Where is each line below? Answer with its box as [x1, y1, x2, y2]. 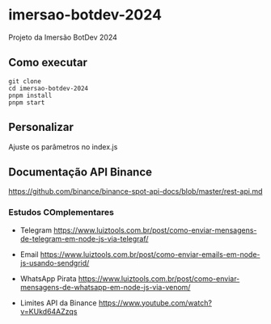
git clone [8, 77, 42, 86]
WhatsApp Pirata [19, 273, 77, 284]
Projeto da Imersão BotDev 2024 [8, 32, 117, 42]
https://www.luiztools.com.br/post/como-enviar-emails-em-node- [40, 249, 260, 259]
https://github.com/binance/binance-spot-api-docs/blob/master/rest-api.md [8, 187, 263, 196]
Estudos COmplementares [8, 207, 115, 218]
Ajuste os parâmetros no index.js [8, 141, 118, 151]
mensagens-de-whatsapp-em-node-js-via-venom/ [19, 282, 191, 292]
